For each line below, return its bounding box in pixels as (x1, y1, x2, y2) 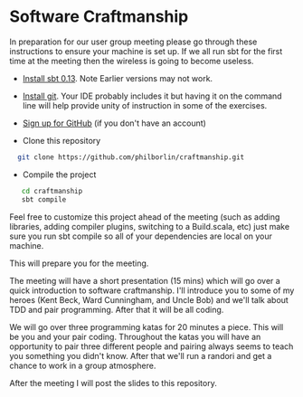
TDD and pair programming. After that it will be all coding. (9, 304, 224, 315)
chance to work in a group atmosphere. (9, 360, 156, 371)
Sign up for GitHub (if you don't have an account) (22, 118, 206, 128)
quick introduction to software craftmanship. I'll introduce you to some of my (9, 285, 295, 296)
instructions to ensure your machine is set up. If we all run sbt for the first (9, 45, 283, 56)
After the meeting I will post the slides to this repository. (9, 377, 217, 388)
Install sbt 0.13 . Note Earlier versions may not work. (22, 72, 213, 83)
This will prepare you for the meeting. (9, 258, 149, 269)
